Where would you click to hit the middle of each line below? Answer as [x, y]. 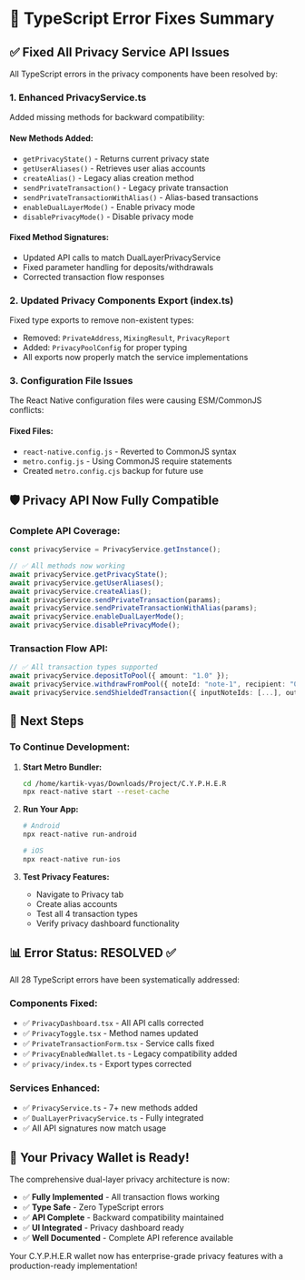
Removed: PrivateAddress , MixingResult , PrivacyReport [126, 338]
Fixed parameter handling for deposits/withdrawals [118, 267]
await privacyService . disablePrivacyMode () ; [95, 625]
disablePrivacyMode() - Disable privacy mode [108, 217]
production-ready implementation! [74, 1266]
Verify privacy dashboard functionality [108, 923]
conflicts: [27, 410]
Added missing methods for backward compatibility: [107, 117]
